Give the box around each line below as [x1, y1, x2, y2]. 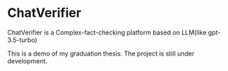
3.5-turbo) [7, 35, 38, 44]
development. [7, 56, 47, 65]
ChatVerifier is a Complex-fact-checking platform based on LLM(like [7, 28, 207, 37]
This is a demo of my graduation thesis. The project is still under [7, 49, 195, 58]
